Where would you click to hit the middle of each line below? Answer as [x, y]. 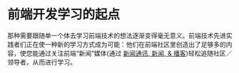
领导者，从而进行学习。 [42, 62]
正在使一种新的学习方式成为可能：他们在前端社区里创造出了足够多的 [126, 44]
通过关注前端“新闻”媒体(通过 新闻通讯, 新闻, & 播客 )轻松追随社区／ [135, 53]
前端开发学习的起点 [64, 15]
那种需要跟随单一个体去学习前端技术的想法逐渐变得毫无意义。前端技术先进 [117, 35]
